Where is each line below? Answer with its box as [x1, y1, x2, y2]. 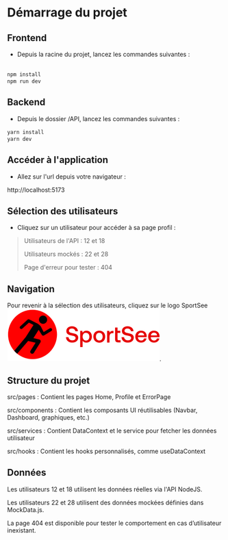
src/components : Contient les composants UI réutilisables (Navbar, [7, 406, 198, 415]
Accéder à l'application [7, 154, 108, 166]
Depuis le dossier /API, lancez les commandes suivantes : [16, 114, 180, 123]
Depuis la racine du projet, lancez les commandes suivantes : [16, 50, 190, 58]
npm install [7, 71, 41, 78]
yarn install [7, 129, 45, 136]
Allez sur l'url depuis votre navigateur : [16, 172, 127, 181]
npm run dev [7, 78, 41, 85]
